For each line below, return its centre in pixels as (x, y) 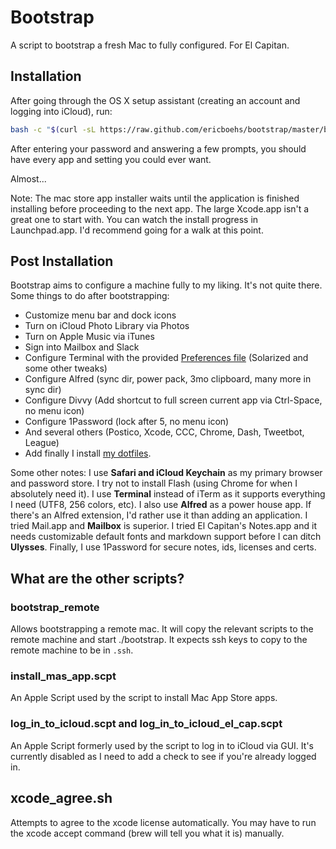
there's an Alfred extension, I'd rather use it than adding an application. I (159, 515)
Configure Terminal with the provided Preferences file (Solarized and (166, 358)
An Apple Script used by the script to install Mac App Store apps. (144, 698)
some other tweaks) (66, 368)
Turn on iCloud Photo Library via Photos (107, 326)
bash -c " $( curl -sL (53, 129)
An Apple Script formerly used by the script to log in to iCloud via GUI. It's (162, 745)
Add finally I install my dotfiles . (88, 453)
